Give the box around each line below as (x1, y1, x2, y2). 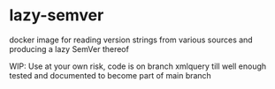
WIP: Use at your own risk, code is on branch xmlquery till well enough (9, 61, 267, 71)
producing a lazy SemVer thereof (9, 43, 130, 54)
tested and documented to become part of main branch (9, 70, 212, 80)
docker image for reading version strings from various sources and (9, 34, 254, 45)
